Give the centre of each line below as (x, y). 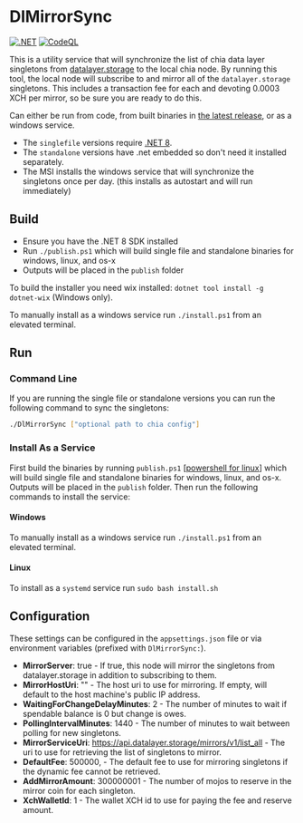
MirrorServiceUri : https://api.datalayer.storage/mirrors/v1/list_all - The (154, 742)
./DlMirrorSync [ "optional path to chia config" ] (105, 425)
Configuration (50, 617)
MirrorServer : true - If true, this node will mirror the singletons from (149, 665)
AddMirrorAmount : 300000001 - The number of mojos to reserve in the (157, 780)
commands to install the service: (70, 497)
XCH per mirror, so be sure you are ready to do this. (105, 98)
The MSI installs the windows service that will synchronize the (138, 171)
